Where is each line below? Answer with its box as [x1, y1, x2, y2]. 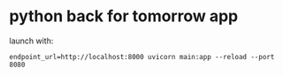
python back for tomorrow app [9, 6, 239, 27]
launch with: [9, 35, 54, 46]
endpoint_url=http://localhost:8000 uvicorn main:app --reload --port [9, 52, 275, 61]
